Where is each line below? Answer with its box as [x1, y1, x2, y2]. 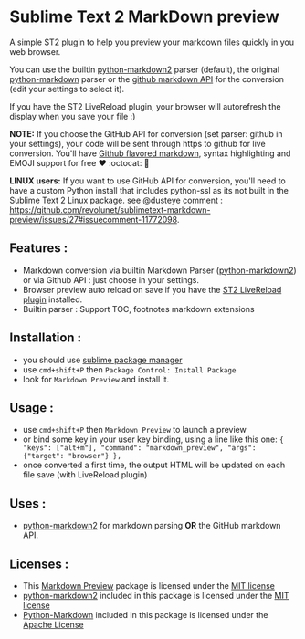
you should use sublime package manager [22, 354, 183, 365]
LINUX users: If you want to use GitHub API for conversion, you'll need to [9, 175, 286, 186]
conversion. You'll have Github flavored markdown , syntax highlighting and [9, 148, 291, 159]
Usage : [9, 400, 55, 415]
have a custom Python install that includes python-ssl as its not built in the [9, 184, 289, 195]
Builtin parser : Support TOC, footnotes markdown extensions [22, 303, 255, 314]
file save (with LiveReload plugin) [22, 469, 148, 480]
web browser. [9, 46, 61, 57]
